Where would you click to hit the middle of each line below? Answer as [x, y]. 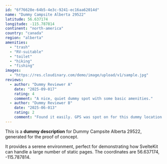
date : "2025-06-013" [35, 108]
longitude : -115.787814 [30, 24]
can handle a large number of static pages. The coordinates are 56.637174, [82, 151]
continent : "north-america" [34, 29]
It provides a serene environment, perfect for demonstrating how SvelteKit [82, 146]
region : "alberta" [24, 38]
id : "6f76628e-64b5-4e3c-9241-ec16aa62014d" [52, 10]
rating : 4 [24, 94]
